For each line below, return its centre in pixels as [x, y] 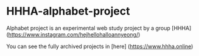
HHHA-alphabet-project [68, 11]
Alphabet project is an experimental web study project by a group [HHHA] [99, 28]
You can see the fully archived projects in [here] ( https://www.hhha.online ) [100, 46]
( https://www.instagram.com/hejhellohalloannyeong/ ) [73, 34]
